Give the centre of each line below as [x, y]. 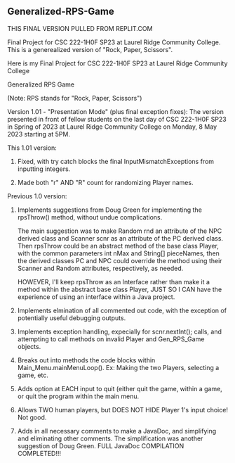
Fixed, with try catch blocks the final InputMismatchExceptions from [116, 161]
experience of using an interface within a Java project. [96, 297]
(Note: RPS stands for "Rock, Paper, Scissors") [75, 98]
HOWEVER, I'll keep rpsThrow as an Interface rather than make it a [114, 281]
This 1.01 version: [32, 148]
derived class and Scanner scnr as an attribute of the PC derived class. [120, 238]
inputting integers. [44, 169]
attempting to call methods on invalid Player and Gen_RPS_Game [111, 339]
